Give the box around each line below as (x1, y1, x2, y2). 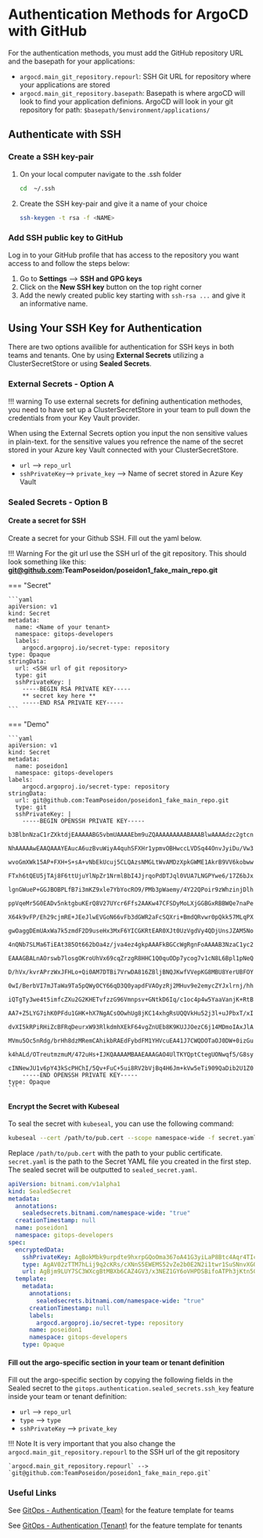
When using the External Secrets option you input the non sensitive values (8, 428, 248, 437)
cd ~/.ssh (19, 184, 56, 192)
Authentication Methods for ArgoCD (8, 5, 249, 24)
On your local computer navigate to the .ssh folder (19, 169, 182, 178)
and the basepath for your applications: (8, 57, 135, 66)
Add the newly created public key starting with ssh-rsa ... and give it (19, 290, 246, 300)
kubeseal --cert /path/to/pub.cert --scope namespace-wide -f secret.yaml (8, 1134, 258, 1142)
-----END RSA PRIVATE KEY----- (22, 699, 124, 707)
